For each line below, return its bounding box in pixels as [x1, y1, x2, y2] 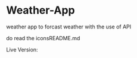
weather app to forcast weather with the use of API [6, 23, 132, 30]
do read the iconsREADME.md [6, 34, 80, 41]
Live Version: [6, 46, 38, 53]
